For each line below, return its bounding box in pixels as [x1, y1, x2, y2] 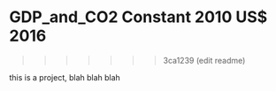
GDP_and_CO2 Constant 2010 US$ [9, 7, 268, 27]
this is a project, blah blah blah [9, 72, 121, 82]
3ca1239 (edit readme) [163, 55, 246, 65]
